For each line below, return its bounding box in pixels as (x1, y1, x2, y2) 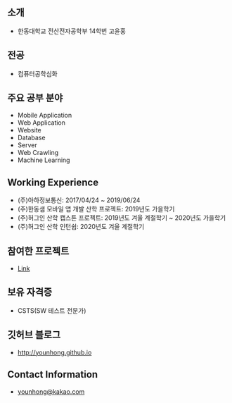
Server (17, 141, 37, 149)
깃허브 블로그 (7, 329, 61, 341)
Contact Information (7, 368, 98, 380)
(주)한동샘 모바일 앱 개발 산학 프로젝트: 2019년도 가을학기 (17, 205, 175, 213)
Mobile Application (17, 111, 72, 120)
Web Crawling (17, 149, 59, 157)
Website (17, 126, 42, 135)
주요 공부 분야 (7, 92, 63, 104)
